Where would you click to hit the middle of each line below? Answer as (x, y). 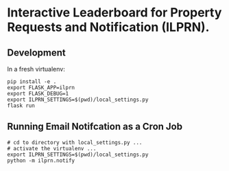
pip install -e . (32, 82)
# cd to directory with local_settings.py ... (75, 142)
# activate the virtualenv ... (52, 148)
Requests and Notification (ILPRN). (108, 27)
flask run (21, 106)
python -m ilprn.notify (41, 160)
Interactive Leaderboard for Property (114, 13)
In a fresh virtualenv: (36, 69)
